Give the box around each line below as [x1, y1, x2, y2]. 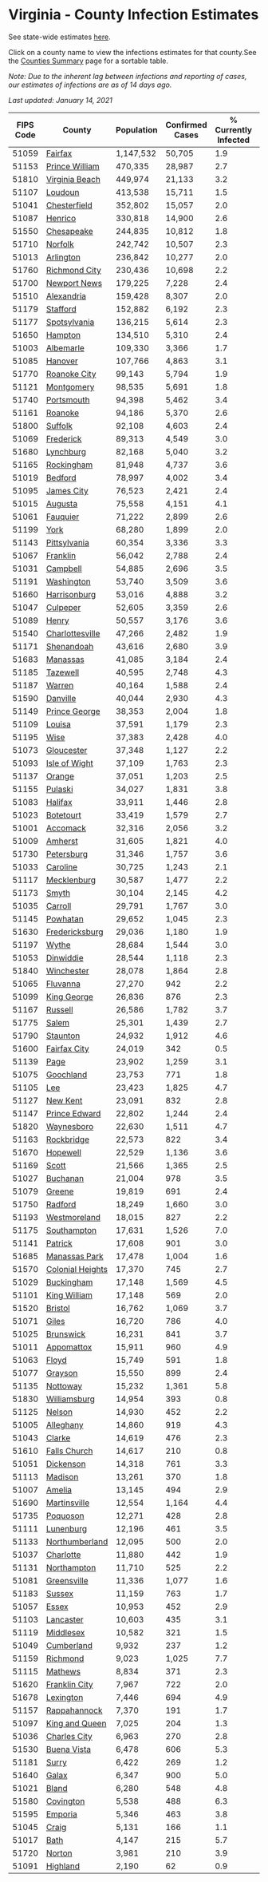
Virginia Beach [45, 173, 101, 184]
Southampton [45, 1224, 97, 1235]
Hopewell [45, 1147, 82, 1158]
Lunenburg [45, 1523, 88, 1534]
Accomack [45, 822, 86, 834]
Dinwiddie [45, 952, 84, 963]
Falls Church [45, 1445, 93, 1456]
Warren [45, 680, 74, 691]
